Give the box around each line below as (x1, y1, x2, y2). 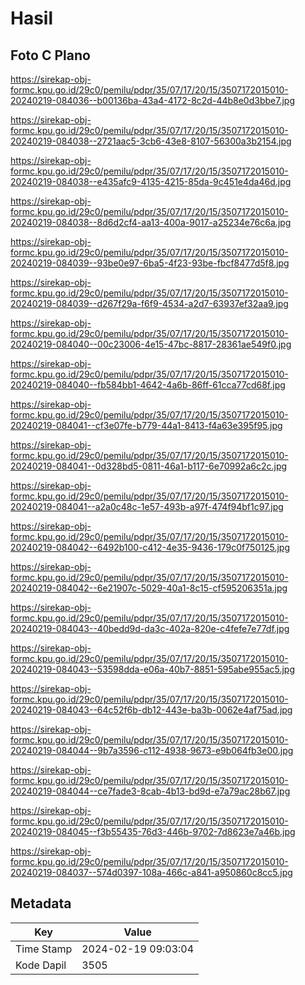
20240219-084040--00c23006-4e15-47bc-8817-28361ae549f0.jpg (10, 338, 292, 350)
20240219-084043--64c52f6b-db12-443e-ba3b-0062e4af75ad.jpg (10, 704, 293, 716)
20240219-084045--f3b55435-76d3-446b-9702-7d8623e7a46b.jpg (10, 826, 296, 837)
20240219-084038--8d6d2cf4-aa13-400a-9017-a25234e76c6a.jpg (10, 217, 292, 228)
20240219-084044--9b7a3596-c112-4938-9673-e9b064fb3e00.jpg (10, 745, 294, 756)
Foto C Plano (10, 47, 91, 64)
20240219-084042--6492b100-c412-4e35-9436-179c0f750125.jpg (10, 542, 290, 553)
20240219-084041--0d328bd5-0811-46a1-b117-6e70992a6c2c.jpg (10, 460, 288, 472)
